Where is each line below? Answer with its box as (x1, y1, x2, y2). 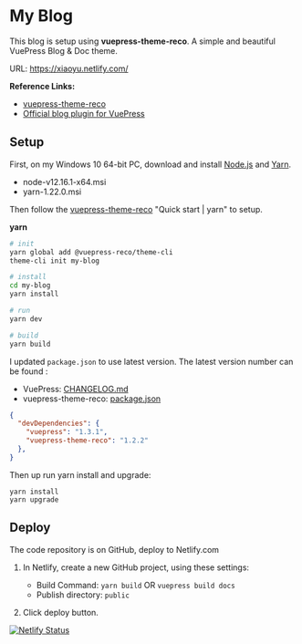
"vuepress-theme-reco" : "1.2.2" (26, 436, 149, 445)
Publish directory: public (36, 589, 130, 600)
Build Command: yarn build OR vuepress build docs (36, 579, 235, 590)
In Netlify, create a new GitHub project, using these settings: (22, 562, 249, 573)
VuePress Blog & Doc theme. (9, 45, 119, 56)
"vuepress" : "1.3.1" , (26, 428, 108, 437)
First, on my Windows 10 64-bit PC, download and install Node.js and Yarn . (9, 159, 292, 170)
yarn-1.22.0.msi (22, 186, 82, 197)
